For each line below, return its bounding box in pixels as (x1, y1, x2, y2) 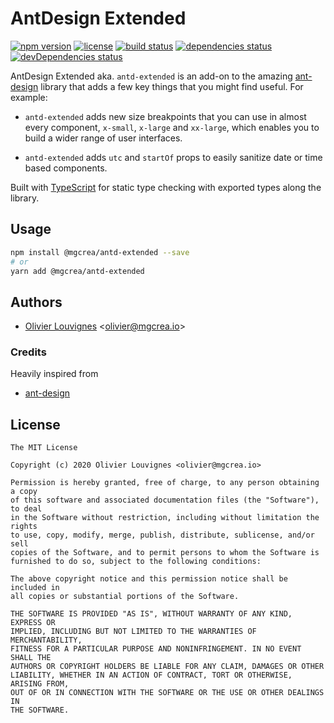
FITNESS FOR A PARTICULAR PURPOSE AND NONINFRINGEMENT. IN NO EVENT (10, 644, 302, 654)
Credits (10, 345, 47, 359)
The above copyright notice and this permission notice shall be (10, 574, 288, 584)
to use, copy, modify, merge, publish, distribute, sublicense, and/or (10, 530, 315, 541)
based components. (24, 162, 108, 174)
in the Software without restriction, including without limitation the (10, 513, 320, 523)
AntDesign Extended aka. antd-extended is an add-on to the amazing (10, 70, 293, 82)
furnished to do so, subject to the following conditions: (10, 557, 262, 567)
